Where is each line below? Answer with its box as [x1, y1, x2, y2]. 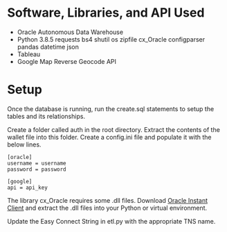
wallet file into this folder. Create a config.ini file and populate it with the [7, 133, 212, 141]
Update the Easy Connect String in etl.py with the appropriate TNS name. [7, 217, 216, 225]
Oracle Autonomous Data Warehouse [17, 28, 123, 36]
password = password [7, 165, 67, 173]
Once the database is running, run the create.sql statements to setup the [7, 104, 215, 113]
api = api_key [7, 184, 48, 191]
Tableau [17, 50, 41, 58]
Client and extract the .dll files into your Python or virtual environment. [7, 204, 208, 212]
